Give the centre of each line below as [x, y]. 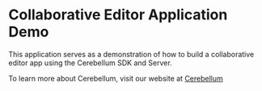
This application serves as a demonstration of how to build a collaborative [131, 54]
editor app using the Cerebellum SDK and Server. [90, 63]
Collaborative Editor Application [118, 15]
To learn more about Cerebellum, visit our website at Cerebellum [116, 78]
